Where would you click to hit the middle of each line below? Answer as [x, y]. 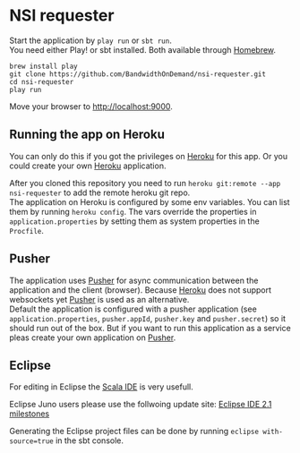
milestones [30, 414]
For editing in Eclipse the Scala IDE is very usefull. [102, 387]
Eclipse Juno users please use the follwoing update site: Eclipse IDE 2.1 [141, 405]
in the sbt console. [89, 440]
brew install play [43, 66]
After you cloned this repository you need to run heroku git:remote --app [145, 183]
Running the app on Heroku [87, 135]
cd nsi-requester [42, 81]
